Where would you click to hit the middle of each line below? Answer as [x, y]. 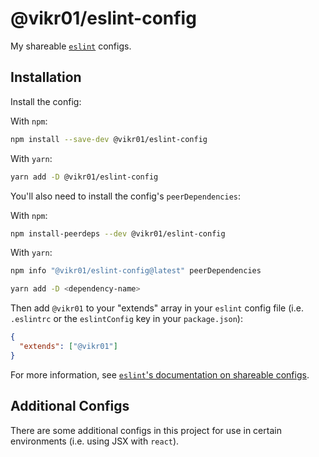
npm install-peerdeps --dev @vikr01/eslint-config [118, 233]
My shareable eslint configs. [71, 46]
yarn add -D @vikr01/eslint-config [84, 177]
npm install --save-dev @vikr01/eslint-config [109, 139]
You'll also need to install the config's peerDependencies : [126, 196]
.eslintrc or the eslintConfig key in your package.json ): [126, 319]
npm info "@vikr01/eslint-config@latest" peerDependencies [136, 271]
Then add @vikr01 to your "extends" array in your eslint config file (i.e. [157, 308]
